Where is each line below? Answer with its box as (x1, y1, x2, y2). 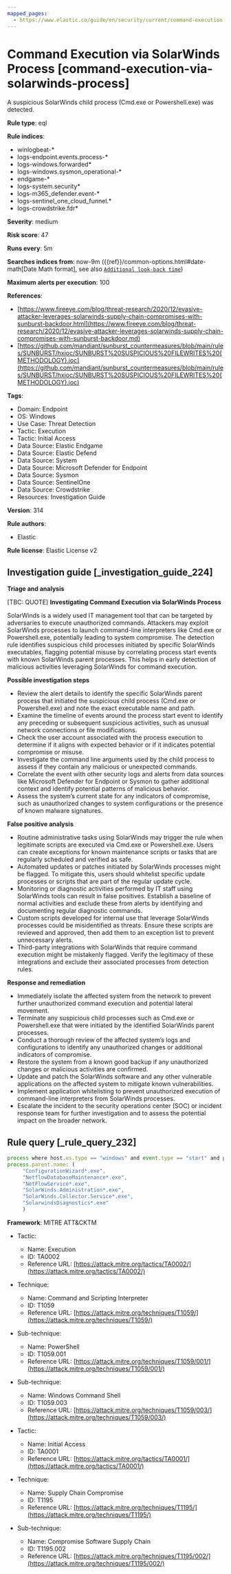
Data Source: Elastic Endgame (16, 442, 103, 450)
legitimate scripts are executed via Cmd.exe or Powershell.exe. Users (16, 840, 214, 849)
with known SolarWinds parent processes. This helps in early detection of (7, 656, 217, 664)
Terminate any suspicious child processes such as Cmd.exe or (16, 1014, 195, 1022)
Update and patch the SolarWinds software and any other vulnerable (16, 1073, 212, 1081)
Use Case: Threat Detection (16, 420, 96, 428)
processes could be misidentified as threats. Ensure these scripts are (16, 921, 213, 929)
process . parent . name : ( (7, 1161, 76, 1168)
